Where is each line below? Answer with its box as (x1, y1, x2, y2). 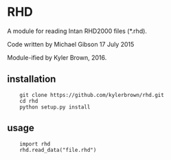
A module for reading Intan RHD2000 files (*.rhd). (7, 27, 148, 35)
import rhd (19, 140, 51, 148)
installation (7, 73, 56, 85)
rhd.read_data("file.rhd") (19, 146, 97, 153)
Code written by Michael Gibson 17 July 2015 (7, 40, 135, 48)
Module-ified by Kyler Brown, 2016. (7, 53, 107, 62)
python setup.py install (19, 104, 91, 111)
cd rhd (19, 98, 38, 104)
